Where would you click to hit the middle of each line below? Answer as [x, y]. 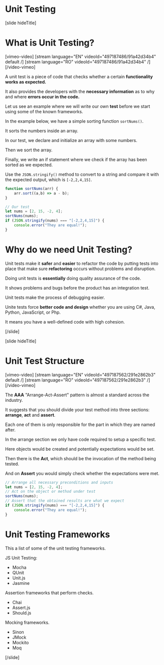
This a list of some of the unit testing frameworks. [55, 548]
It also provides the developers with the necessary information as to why [80, 91]
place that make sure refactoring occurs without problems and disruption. [81, 269]
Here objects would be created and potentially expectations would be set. [80, 449]
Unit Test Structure [45, 361]
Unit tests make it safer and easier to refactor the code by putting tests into [82, 263]
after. [10, 429]
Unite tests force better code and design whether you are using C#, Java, [80, 307]
